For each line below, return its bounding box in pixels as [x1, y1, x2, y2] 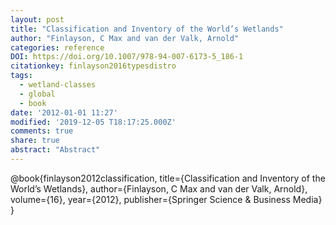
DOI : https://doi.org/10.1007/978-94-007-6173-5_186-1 [10, 52, 244, 62]
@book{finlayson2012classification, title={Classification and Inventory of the [10, 172, 326, 184]
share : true [10, 136, 60, 146]
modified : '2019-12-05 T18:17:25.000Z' [10, 117, 177, 127]
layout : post [10, 14, 65, 25]
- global [19, 89, 56, 99]
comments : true [10, 126, 74, 136]
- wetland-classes [19, 80, 97, 90]
